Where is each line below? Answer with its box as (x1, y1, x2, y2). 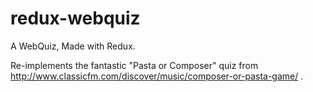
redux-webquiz (10, 7, 141, 30)
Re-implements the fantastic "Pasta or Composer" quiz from (10, 59, 259, 71)
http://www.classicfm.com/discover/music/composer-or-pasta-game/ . (10, 70, 304, 82)
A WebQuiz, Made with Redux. (10, 40, 136, 52)
